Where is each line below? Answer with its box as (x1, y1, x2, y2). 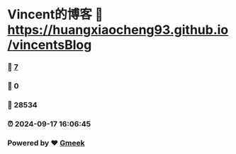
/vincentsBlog (7, 37, 92, 53)
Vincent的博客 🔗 (7, 6, 103, 23)
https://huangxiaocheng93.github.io (7, 22, 229, 38)
